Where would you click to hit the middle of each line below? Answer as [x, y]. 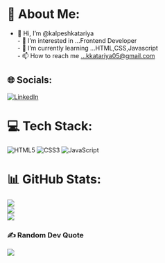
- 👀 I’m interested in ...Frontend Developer [77, 40]
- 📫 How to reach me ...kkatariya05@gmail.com [86, 55]
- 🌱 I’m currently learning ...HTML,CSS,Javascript [87, 48]
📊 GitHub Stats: [54, 179]
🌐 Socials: [30, 80]
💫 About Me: [44, 14]
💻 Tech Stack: [50, 126]
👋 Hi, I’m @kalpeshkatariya [55, 33]
